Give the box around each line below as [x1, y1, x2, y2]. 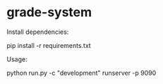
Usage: [6, 54, 28, 64]
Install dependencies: [6, 28, 69, 36]
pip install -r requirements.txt [6, 41, 91, 49]
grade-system [6, 4, 92, 20]
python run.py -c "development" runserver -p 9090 [6, 68, 157, 77]
